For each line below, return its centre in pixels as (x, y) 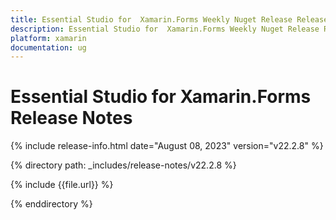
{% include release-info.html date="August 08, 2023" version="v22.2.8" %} (167, 146)
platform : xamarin (48, 38)
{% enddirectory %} (51, 204)
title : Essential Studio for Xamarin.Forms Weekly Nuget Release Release (169, 19)
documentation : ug (48, 47)
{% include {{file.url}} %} (62, 185)
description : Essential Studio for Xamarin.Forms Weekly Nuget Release (165, 29)
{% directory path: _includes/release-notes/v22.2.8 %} (123, 165)
